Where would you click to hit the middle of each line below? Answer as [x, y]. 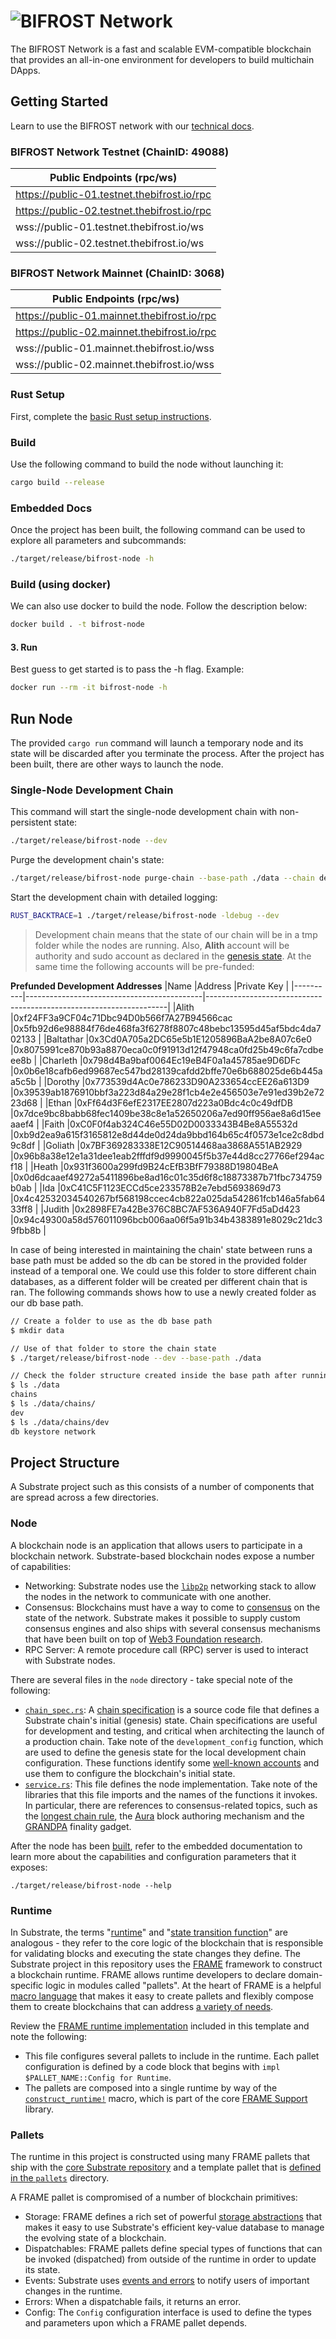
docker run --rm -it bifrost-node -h [89, 688]
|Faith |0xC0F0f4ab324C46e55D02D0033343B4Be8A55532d [169, 1124]
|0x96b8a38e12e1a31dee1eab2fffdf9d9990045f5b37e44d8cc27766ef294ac [167, 1156]
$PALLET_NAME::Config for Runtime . [98, 2077]
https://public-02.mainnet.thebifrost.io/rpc [116, 332]
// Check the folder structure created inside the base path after [154, 1376]
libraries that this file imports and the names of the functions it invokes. [171, 1794]
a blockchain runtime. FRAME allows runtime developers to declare [148, 1974]
